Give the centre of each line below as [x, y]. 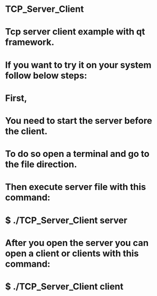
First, [16, 98]
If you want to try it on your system [78, 65]
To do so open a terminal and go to [77, 154]
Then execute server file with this [76, 187]
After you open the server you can [77, 243]
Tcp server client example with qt [75, 32]
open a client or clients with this [72, 253]
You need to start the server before [79, 121]
